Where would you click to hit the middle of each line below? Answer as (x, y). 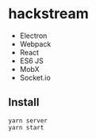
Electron (33, 36)
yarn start (26, 127)
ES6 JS (31, 61)
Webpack (35, 43)
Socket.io (35, 77)
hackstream (48, 14)
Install (24, 102)
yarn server (28, 120)
